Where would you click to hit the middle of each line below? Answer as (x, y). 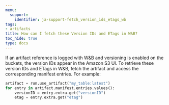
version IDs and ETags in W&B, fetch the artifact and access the (72, 68)
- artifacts (18, 29)
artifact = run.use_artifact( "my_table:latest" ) (58, 83)
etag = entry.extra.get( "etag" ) (49, 97)
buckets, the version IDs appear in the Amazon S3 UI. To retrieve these (80, 63)
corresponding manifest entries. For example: (53, 74)
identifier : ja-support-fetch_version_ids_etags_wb (70, 19)
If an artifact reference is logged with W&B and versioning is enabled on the (84, 58)
